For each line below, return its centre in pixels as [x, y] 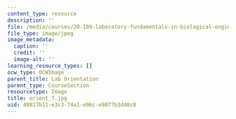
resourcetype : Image [38, 92]
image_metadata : [31, 40]
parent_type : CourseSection [48, 85]
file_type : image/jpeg [40, 33]
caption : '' [31, 46]
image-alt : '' [34, 59]
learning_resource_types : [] [50, 66]
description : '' [31, 20]
